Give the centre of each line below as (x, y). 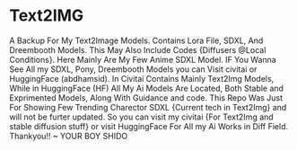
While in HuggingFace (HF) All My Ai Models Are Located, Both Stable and (147, 88)
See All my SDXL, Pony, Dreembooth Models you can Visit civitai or (133, 69)
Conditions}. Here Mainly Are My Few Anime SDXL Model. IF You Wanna (143, 59)
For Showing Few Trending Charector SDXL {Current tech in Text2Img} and (148, 107)
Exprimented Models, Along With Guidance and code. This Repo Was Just (146, 97)
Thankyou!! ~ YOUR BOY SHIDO (69, 136)
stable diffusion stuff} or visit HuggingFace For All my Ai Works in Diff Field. (149, 126)
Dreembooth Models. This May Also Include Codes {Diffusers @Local (138, 49)
